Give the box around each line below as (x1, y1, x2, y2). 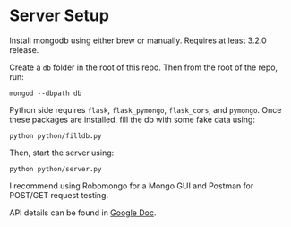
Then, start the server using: (9, 147, 115, 158)
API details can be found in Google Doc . (9, 207, 157, 218)
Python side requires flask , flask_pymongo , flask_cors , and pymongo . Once (9, 104, 282, 115)
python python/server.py (9, 164, 102, 173)
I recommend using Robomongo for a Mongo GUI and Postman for (9, 180, 254, 191)
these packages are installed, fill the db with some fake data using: (9, 114, 255, 125)
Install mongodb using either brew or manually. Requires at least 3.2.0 (9, 35, 267, 46)
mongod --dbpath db (9, 89, 82, 98)
